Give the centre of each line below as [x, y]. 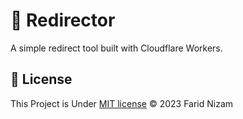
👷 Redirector [63, 20]
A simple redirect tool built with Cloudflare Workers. [116, 48]
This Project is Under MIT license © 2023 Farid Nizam [122, 103]
